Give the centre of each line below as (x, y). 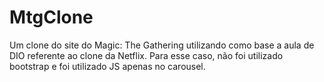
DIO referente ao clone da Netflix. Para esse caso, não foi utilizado (146, 55)
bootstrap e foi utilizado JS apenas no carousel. (107, 66)
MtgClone (51, 17)
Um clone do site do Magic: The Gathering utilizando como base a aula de (162, 45)
